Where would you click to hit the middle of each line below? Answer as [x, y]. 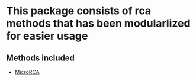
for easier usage [47, 36]
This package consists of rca [79, 11]
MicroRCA [27, 72]
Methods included [41, 58]
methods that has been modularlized [98, 23]
